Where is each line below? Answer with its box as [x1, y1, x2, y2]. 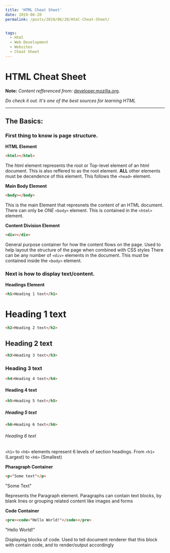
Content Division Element [5, 223, 60, 229]
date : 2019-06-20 [5, 12, 42, 17]
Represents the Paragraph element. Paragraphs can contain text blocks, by [5, 492, 162, 498]
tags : [5, 30, 17, 35]
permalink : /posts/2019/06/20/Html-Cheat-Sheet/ [5, 17, 110, 22]
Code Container [5, 507, 39, 514]
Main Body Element [5, 183, 47, 189]
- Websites [10, 45, 33, 50]
